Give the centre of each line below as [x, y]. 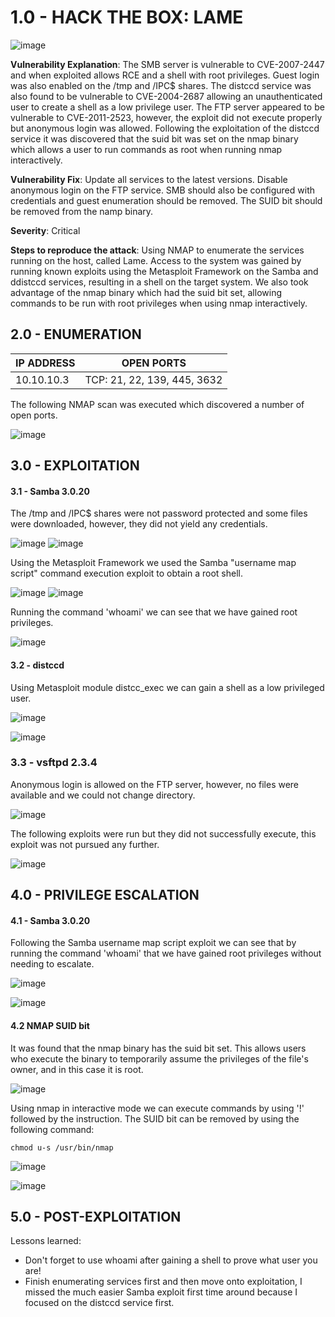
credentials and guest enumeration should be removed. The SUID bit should [166, 200]
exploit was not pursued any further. [85, 844]
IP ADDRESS [45, 363]
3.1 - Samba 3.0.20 [50, 491]
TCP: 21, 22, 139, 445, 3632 [153, 379]
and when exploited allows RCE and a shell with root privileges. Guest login [165, 75]
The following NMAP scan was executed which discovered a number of [157, 404]
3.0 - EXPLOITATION [75, 466]
